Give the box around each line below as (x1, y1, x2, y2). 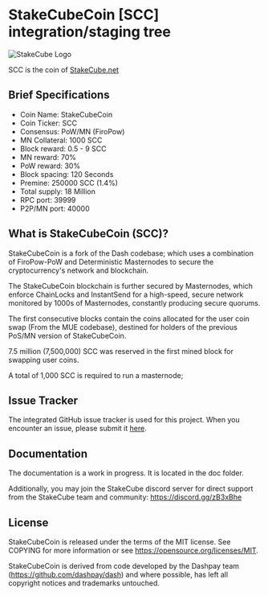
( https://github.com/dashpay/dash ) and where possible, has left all (8, 569, 229, 579)
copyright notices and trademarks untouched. (8, 578, 160, 588)
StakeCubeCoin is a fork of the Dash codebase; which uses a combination (8, 248, 254, 258)
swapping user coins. (8, 355, 79, 364)
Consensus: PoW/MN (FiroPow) (19, 126, 125, 136)
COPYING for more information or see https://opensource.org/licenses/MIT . (8, 545, 259, 555)
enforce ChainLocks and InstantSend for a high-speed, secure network (8, 290, 244, 299)
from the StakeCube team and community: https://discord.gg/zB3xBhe (8, 492, 242, 502)
